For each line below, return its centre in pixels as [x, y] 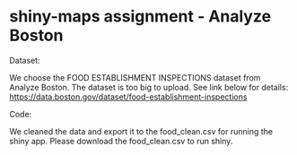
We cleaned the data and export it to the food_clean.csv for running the [141, 131]
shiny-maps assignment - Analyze [140, 17]
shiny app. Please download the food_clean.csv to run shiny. [121, 141]
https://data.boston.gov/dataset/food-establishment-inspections [128, 97]
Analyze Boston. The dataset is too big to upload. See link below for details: [149, 87]
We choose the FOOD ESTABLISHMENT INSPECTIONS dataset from [135, 77]
